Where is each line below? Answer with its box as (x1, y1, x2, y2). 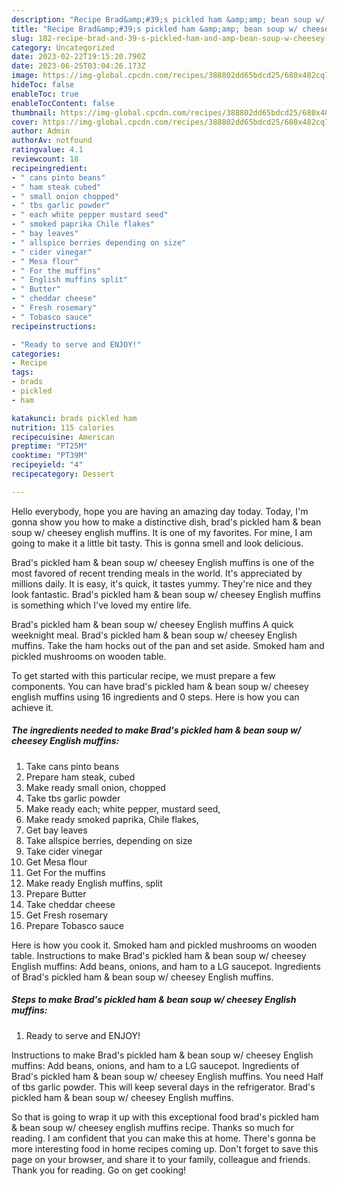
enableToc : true (11, 89, 79, 99)
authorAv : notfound (11, 136, 93, 146)
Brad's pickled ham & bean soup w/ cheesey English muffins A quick (11, 618, 294, 630)
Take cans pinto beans (25, 760, 120, 772)
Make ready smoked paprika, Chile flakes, (25, 813, 199, 825)
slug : (11, 33, 34, 43)
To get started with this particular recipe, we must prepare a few (11, 669, 276, 681)
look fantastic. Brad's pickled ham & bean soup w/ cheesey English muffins (11, 588, 321, 600)
